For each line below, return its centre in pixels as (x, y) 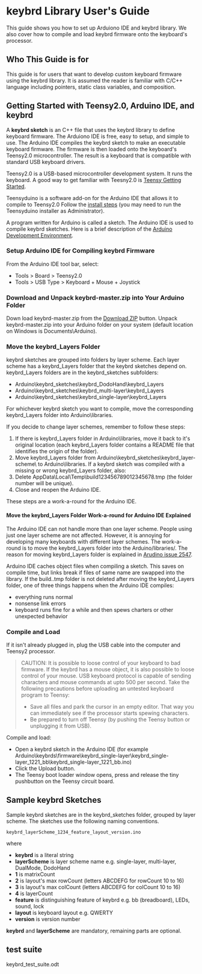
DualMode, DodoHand (42, 868)
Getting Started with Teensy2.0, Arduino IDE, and (100, 106)
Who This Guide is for (47, 59)
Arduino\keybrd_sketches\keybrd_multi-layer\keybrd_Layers (89, 391)
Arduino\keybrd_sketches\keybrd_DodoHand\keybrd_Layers (89, 385)
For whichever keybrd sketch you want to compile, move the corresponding (100, 409)
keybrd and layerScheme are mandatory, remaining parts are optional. (94, 931)
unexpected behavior (41, 616)
